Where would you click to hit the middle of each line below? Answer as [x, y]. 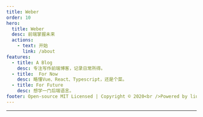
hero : [13, 23]
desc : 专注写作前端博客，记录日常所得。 [61, 68]
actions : [23, 40]
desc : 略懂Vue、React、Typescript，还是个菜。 [72, 79]
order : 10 [19, 18]
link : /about [39, 52]
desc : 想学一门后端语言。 [46, 91]
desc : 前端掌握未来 [34, 35]
